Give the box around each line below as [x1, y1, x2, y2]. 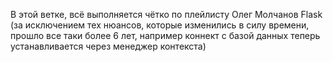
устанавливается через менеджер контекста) [10, 40, 207, 52]
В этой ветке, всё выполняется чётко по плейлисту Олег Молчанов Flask [10, 9, 323, 20]
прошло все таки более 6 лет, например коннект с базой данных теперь [10, 30, 321, 41]
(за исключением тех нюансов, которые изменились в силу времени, [10, 19, 310, 31]
